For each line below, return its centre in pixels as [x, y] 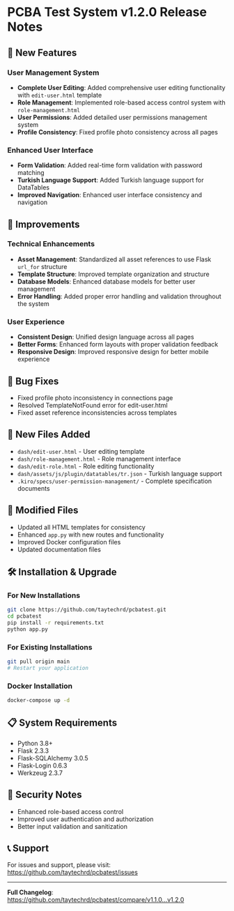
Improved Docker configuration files [69, 542]
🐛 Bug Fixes [33, 381]
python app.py [28, 629]
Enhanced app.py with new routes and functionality [91, 535]
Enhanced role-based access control [70, 811]
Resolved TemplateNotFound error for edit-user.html [93, 405]
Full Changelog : [30, 892]
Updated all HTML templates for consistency [81, 527]
